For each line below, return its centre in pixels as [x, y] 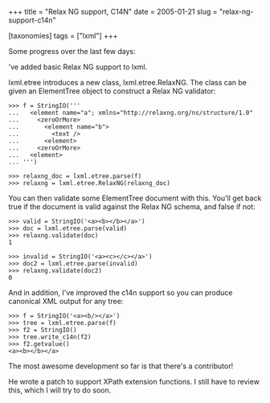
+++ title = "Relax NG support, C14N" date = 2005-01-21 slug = [113, 12]
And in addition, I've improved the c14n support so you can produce [121, 292]
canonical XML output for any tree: [66, 301]
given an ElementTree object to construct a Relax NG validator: [112, 91]
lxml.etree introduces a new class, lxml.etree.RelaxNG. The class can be [128, 82]
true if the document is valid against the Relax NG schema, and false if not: [132, 207]
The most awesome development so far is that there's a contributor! [121, 366]
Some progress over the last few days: [72, 51]
